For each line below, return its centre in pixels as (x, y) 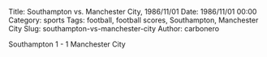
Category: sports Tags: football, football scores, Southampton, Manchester (133, 20)
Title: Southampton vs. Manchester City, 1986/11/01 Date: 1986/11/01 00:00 (133, 12)
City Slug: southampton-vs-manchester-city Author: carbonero (114, 28)
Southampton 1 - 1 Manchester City (67, 44)
